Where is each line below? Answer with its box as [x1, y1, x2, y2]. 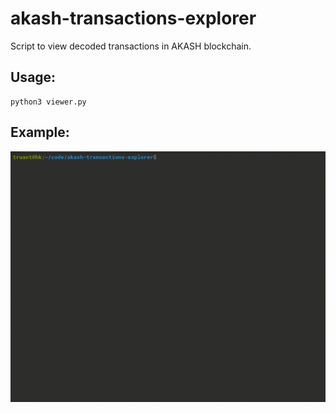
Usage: [10, 69, 57, 86]
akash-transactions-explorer [10, 7, 257, 30]
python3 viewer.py [10, 97, 87, 107]
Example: [10, 124, 70, 141]
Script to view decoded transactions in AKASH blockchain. [10, 40, 252, 52]
